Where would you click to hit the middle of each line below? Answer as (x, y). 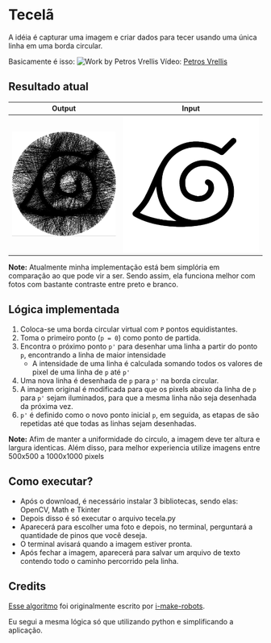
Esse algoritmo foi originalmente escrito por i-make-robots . (107, 606)
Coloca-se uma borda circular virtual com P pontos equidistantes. (129, 329)
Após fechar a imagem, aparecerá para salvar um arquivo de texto (130, 552)
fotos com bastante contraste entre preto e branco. (94, 285)
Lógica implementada (64, 309)
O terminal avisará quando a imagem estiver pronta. (106, 544)
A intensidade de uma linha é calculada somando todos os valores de (147, 363)
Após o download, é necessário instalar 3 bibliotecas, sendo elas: (129, 501)
